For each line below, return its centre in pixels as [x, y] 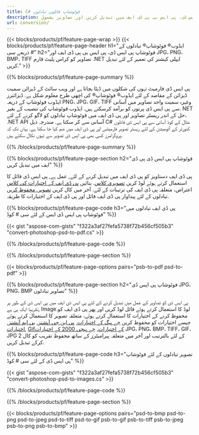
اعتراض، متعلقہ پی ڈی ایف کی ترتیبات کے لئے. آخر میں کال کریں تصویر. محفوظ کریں [99, 189]
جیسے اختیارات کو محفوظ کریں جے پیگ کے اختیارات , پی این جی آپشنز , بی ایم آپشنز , [99, 323]
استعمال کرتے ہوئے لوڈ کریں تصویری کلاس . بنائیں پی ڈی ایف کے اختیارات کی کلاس [97, 183]
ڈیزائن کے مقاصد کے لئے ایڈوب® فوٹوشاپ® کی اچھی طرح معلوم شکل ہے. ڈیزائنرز [97, 95]
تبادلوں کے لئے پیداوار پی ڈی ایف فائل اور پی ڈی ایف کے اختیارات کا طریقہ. [88, 196]
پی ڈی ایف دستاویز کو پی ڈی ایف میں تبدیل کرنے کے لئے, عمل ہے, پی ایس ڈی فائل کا [99, 176]
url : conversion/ [28, 22]
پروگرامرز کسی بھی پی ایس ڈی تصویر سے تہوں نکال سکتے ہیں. [65, 135]
